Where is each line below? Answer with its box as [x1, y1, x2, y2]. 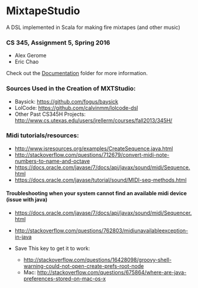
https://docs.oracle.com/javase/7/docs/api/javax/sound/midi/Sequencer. [14, 209, 192, 216]
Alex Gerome [14, 52, 47, 59]
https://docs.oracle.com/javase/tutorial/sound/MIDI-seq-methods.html [14, 176, 187, 183]
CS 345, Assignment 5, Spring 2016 [6, 38, 111, 47]
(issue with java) [6, 196, 48, 203]
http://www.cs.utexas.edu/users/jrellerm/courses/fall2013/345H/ [14, 117, 173, 124]
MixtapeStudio [6, 4, 80, 18]
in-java [14, 234, 32, 241]
